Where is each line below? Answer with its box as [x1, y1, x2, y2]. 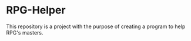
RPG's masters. [6, 29, 43, 36]
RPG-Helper [6, 4, 66, 17]
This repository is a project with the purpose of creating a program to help [6, 23, 186, 30]
